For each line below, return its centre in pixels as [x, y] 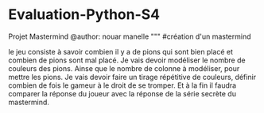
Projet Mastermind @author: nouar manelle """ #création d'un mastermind [130, 36]
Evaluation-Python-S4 [84, 15]
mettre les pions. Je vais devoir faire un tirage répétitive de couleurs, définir [132, 77]
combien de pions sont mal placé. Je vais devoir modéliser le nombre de [127, 60]
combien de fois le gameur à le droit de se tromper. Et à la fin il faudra [122, 85]
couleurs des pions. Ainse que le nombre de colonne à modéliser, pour [124, 68]
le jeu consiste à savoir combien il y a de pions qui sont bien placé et [120, 51]
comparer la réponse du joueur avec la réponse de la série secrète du [122, 93]
